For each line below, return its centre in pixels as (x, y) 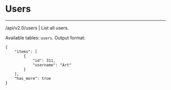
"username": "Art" (52, 65)
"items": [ (26, 52)
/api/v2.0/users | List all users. (37, 28)
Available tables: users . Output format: (45, 38)
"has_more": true (33, 78)
